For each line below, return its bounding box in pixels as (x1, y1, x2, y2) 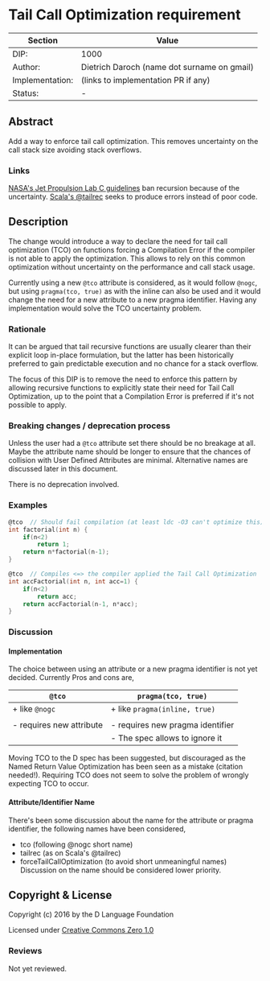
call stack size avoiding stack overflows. (8, 145, 142, 155)
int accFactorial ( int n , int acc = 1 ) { (8, 577, 138, 585)
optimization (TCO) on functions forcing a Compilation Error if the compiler (8, 245, 256, 254)
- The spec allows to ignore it (110, 732, 223, 744)
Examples (8, 500, 48, 511)
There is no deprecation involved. (8, 480, 120, 489)
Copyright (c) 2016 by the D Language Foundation (8, 909, 174, 919)
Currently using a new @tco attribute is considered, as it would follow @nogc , (8, 278, 258, 287)
